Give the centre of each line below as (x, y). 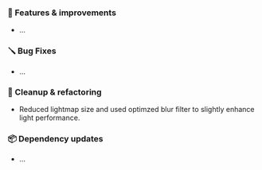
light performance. (49, 118)
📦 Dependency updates (56, 138)
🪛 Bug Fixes (32, 51)
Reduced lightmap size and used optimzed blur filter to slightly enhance (137, 109)
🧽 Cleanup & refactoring (55, 92)
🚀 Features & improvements (62, 13)
